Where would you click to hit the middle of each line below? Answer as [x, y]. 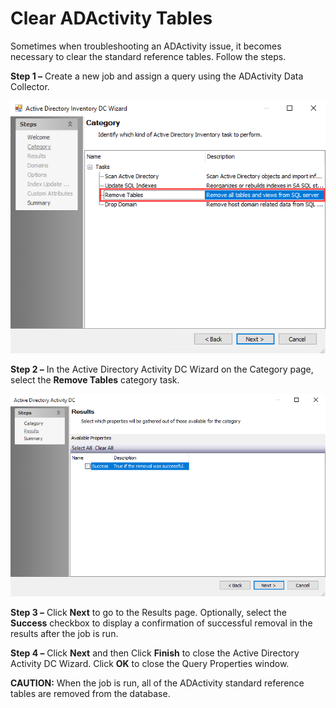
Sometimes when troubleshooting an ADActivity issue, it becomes [146, 46]
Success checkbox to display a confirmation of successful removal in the [161, 623]
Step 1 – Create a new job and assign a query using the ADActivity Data [157, 76]
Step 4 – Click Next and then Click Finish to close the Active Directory [155, 653]
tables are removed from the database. [90, 693]
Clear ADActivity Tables [111, 18]
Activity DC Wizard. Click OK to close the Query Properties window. [150, 663]
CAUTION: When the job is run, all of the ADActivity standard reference [157, 683]
